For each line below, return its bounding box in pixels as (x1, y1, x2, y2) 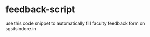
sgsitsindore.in (5, 25, 37, 31)
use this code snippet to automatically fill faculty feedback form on (5, 20, 145, 26)
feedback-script (5, 4, 75, 15)
